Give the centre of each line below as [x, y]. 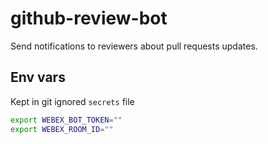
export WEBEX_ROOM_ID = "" [62, 129]
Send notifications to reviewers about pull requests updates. [134, 46]
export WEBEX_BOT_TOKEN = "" [66, 120]
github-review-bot [89, 18]
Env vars [38, 77]
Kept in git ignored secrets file [72, 101]
